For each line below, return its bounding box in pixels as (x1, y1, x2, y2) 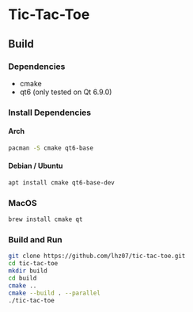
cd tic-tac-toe (8, 260, 59, 268)
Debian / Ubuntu (8, 161, 63, 171)
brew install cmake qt (8, 215, 83, 223)
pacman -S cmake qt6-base (8, 144, 93, 152)
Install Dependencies (8, 107, 92, 118)
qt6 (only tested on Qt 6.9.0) (19, 87, 112, 97)
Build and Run (8, 234, 63, 245)
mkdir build (8, 267, 47, 275)
